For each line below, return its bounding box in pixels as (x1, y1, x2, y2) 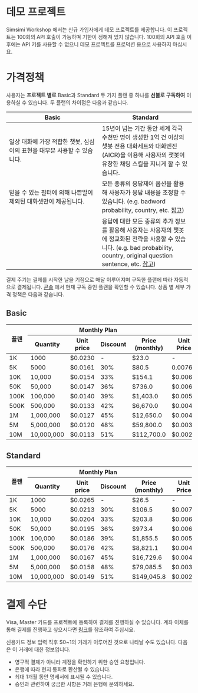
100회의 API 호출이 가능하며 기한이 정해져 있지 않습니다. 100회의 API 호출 (16, 33, 186, 40)
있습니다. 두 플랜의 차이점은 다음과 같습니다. (28, 98, 128, 106)
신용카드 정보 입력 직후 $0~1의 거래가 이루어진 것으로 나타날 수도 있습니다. (6, 639, 177, 646)
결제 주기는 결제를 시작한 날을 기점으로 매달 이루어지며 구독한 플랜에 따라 (6, 276, 173, 283)
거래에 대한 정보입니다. (18, 646, 71, 653)
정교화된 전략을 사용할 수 (108, 235, 174, 243)
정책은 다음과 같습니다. (12, 291, 65, 298)
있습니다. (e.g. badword (102, 197, 166, 205)
